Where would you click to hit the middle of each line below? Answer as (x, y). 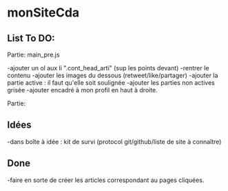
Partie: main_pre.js (33, 54)
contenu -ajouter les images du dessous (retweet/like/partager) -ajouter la (113, 75)
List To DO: (31, 38)
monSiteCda (43, 13)
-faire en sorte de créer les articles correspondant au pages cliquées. (106, 180)
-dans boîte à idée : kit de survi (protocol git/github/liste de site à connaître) (114, 141)
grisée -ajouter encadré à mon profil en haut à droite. (83, 90)
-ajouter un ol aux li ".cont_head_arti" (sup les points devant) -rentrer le (108, 68)
